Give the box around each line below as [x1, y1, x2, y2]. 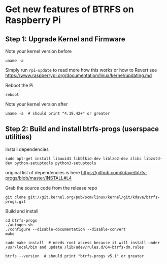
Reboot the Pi [5, 83, 34, 88]
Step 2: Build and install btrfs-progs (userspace [5, 125, 159, 134]
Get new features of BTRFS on [5, 4, 134, 15]
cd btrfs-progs [5, 218, 38, 223]
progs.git [5, 199, 26, 204]
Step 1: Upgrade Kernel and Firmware [5, 35, 125, 43]
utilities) [5, 133, 32, 141]
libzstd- [144, 156, 162, 161]
